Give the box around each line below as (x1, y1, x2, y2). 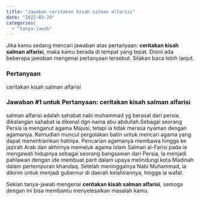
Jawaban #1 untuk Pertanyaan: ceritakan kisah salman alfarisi (6, 98, 191, 107)
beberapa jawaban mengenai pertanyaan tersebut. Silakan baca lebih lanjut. (6, 54, 195, 62)
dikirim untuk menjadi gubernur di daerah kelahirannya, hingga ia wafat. (6, 169, 184, 176)
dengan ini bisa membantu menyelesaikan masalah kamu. (6, 187, 149, 194)
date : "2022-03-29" (6, 14, 55, 20)
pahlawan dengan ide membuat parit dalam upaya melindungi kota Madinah (6, 156, 194, 163)
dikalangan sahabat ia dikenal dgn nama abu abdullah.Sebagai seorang (6, 118, 183, 125)
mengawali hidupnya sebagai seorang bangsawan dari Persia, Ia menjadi (6, 150, 187, 157)
